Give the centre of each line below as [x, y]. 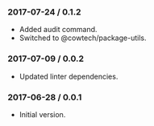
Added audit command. [58, 30]
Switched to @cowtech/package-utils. [83, 38]
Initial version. [42, 114]
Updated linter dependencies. [69, 76]
